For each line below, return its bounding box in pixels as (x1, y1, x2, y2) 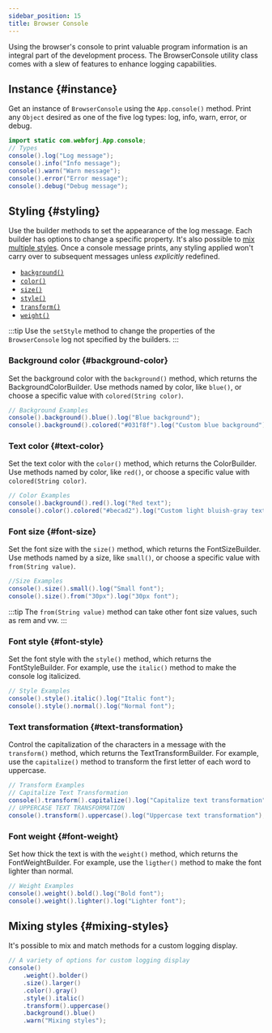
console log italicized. (8, 672, 81, 681)
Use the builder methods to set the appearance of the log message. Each (8, 226, 253, 236)
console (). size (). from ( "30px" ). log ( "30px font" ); (8, 592, 180, 600)
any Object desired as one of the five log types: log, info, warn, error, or (8, 113, 247, 122)
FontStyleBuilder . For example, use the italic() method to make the (8, 663, 237, 672)
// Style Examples (8, 687, 70, 695)
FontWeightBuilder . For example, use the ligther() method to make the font (8, 857, 261, 867)
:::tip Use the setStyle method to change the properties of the (8, 326, 215, 336)
